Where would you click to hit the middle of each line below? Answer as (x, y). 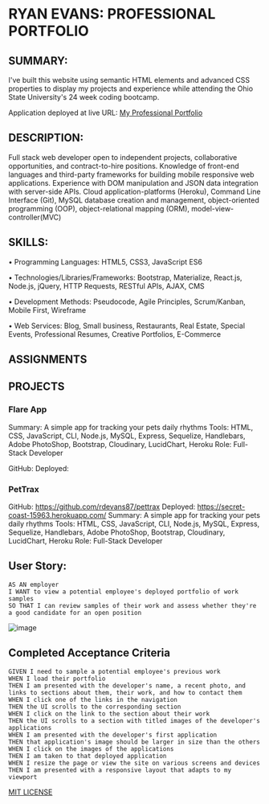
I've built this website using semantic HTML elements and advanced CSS (129, 80)
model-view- (213, 208)
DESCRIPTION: (46, 138)
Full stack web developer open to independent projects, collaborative (123, 157)
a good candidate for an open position (75, 613)
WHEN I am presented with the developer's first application (113, 735)
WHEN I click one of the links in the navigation (93, 699)
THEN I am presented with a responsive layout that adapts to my (120, 770)
